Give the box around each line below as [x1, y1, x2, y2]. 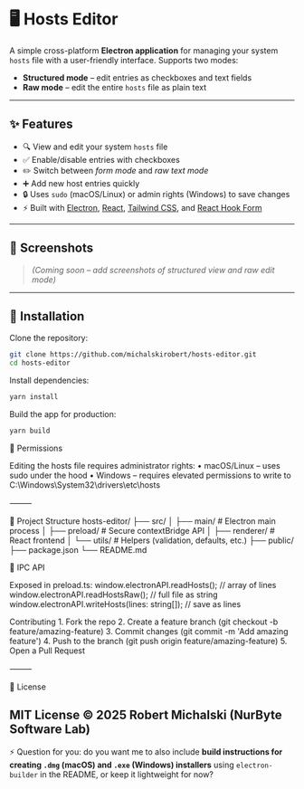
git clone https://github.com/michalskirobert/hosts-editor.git [9, 350, 257, 359]
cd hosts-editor [9, 358, 71, 368]
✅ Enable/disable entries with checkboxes [22, 154, 181, 165]
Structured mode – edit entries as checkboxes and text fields [22, 71, 252, 83]
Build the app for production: [9, 409, 117, 419]
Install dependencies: [9, 375, 90, 386]
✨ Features [9, 117, 73, 132]
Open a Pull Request [9, 645, 86, 656]
